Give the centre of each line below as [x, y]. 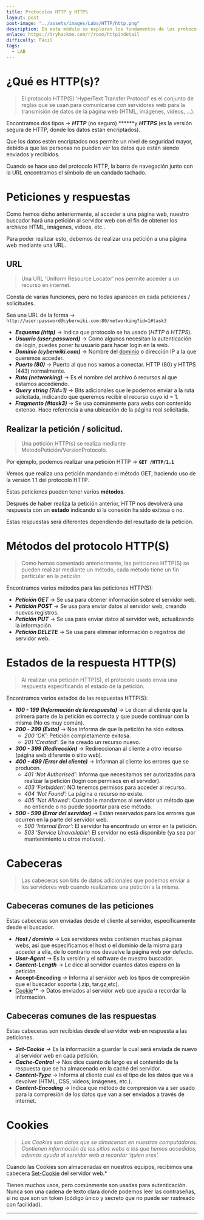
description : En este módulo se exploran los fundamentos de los [90, 29]
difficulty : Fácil [29, 40]
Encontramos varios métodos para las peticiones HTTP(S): [80, 588]
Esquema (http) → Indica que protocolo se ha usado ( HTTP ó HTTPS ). [104, 333]
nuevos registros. [37, 613]
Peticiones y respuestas [68, 197]
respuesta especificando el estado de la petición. [83, 686]
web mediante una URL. [36, 245]
